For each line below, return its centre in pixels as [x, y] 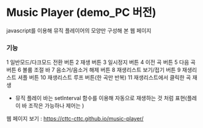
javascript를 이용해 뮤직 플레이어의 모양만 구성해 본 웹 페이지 [79, 30]
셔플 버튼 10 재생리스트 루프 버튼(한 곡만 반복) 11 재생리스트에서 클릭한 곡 [104, 77]
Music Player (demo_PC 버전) [81, 12]
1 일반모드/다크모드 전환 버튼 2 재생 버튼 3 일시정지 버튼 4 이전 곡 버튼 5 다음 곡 [101, 62]
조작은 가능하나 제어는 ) [56, 106]
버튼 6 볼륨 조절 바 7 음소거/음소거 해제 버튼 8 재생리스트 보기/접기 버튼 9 [94, 70]
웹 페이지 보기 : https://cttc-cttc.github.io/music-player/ [75, 119]
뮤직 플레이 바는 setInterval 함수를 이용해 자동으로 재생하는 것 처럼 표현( [101, 98]
